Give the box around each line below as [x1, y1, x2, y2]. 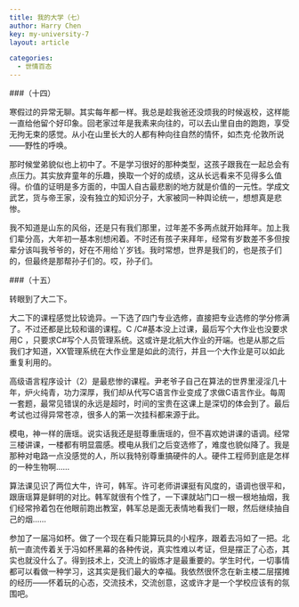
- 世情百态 [17, 62, 53, 71]
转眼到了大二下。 [9, 294, 72, 303]
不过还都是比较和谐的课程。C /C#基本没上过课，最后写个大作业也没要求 [24, 324, 288, 334]
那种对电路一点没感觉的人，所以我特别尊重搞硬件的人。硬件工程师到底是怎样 [9, 450, 290, 461]
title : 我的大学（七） [9, 12, 85, 22]
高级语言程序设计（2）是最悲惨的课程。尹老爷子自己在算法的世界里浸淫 [9, 376, 271, 386]
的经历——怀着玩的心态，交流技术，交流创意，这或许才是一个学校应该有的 [9, 578, 282, 587]
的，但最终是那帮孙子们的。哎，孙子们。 [9, 255, 158, 266]
